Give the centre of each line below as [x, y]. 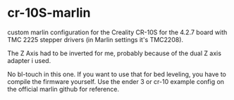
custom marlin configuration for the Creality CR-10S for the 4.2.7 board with [117, 32]
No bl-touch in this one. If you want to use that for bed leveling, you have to [117, 74]
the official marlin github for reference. [63, 89]
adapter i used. [29, 60]
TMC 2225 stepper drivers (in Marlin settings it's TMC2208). [96, 39]
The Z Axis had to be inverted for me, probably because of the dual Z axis [115, 53]
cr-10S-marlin [49, 13]
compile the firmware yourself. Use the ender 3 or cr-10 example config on [116, 81]
